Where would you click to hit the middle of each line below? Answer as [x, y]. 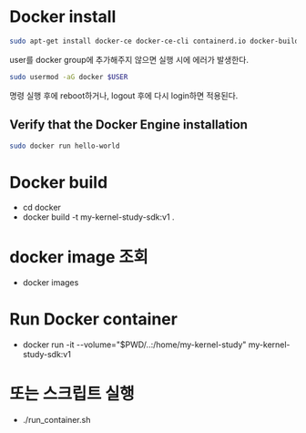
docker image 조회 [79, 257]
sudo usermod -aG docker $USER [69, 77]
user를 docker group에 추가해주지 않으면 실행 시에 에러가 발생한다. [129, 59]
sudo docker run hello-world [65, 146]
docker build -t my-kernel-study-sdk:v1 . [98, 217]
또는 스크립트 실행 [72, 394]
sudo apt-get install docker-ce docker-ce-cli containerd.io [128, 41]
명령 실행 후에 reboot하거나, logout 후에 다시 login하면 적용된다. [124, 95]
